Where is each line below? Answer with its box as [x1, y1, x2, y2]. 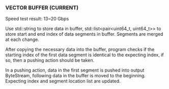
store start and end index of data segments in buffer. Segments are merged [5, 31, 163, 37]
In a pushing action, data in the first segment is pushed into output [5, 67, 145, 73]
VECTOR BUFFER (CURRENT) [5, 4, 79, 11]
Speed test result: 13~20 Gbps [5, 16, 69, 22]
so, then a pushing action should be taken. [5, 57, 95, 63]
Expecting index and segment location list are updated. [5, 78, 121, 84]
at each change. [5, 36, 39, 42]
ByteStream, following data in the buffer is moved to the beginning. [5, 73, 146, 79]
